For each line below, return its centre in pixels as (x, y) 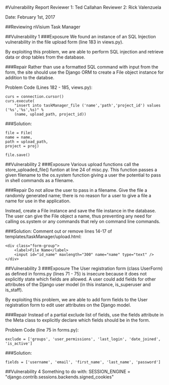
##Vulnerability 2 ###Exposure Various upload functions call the (72, 164)
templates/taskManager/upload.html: (44, 236)
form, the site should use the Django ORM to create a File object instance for (84, 72)
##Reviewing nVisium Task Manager (43, 27)
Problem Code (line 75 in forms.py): (42, 330)
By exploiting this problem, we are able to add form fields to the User (76, 299)
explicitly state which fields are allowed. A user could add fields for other (80, 279)
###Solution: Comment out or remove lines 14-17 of (59, 231)
